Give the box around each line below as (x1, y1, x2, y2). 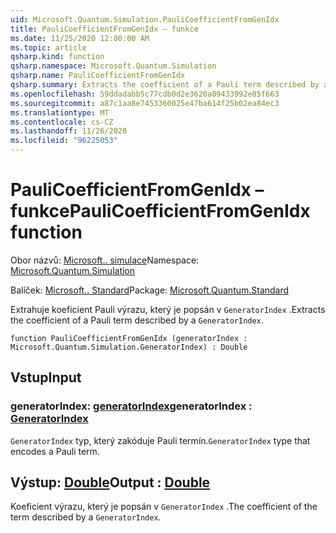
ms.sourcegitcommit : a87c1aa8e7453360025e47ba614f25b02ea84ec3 (10, 98, 280, 108)
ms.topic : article (10, 42, 87, 53)
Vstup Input (10, 369, 82, 386)
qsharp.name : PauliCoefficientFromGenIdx (10, 71, 186, 81)
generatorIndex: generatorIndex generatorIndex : (10, 399, 253, 413)
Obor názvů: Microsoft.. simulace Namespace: (10, 254, 200, 266)
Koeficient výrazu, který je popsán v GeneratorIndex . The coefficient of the (10, 501, 318, 513)
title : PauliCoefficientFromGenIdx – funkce (10, 24, 199, 34)
